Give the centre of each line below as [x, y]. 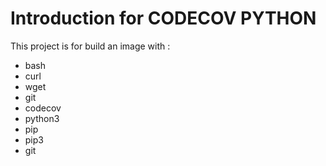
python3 [42, 118]
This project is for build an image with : [90, 46]
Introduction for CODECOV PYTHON [163, 18]
